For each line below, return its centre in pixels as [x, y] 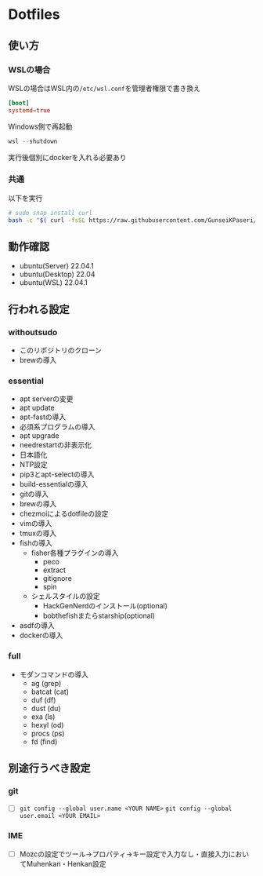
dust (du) [46, 708]
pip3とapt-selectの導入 [57, 474]
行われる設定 [39, 309]
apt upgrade [40, 436]
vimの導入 [36, 524]
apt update [37, 408]
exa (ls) [43, 717]
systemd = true [29, 110]
